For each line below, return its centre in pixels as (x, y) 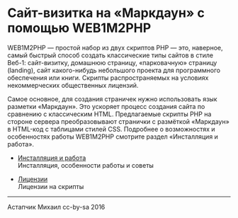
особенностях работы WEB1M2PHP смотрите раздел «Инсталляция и (113, 137)
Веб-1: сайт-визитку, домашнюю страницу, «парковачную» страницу (112, 62)
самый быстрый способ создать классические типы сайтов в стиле (110, 55)
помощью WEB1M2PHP (79, 28)
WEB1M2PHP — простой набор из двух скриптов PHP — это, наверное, (115, 47)
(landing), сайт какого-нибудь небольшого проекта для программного (114, 70)
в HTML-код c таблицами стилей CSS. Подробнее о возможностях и (111, 129)
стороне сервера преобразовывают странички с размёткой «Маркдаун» (119, 121)
